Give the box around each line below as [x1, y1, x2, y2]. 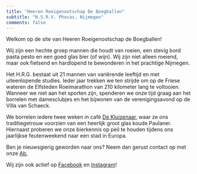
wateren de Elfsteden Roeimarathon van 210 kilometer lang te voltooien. [6, 83, 181, 91]
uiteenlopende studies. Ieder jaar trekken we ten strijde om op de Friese [6, 77, 181, 84]
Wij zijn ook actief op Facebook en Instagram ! [6, 161, 117, 168]
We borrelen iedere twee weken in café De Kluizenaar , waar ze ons [6, 113, 169, 121]
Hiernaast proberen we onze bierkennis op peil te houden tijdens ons [6, 126, 173, 133]
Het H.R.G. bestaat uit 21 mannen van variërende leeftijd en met [6, 71, 160, 78]
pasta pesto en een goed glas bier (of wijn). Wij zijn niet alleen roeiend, [6, 53, 178, 61]
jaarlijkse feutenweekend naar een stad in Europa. [6, 132, 128, 139]
